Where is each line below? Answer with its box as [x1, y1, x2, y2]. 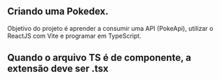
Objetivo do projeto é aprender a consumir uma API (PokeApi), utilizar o [7, 24, 214, 32]
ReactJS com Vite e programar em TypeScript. [7, 31, 142, 40]
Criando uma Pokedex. [7, 6, 109, 17]
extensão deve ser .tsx [7, 63, 109, 75]
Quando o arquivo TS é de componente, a [7, 52, 191, 64]
